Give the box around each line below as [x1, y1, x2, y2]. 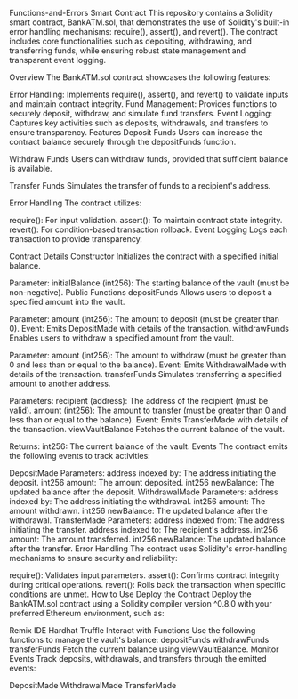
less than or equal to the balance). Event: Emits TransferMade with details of [9, 414, 289, 425]
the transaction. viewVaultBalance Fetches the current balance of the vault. [9, 424, 285, 434]
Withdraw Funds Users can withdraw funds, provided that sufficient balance [9, 154, 289, 164]
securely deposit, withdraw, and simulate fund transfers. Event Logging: [9, 108, 273, 118]
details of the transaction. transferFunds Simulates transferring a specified [9, 369, 282, 379]
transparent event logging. [9, 55, 107, 65]
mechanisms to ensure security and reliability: [9, 553, 178, 563]
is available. [9, 164, 52, 173]
